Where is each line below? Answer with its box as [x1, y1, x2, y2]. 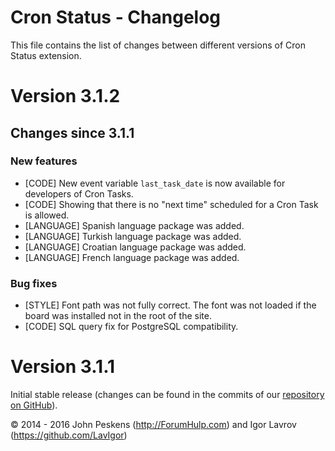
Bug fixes [10, 276, 58, 290]
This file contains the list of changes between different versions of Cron [10, 39, 306, 51]
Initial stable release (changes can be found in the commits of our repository [10, 389, 325, 401]
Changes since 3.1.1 [10, 124, 135, 141]
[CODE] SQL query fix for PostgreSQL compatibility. [24, 321, 239, 333]
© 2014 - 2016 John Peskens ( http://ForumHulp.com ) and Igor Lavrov [10, 419, 297, 431]
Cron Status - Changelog [10, 6, 222, 29]
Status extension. [10, 49, 82, 61]
